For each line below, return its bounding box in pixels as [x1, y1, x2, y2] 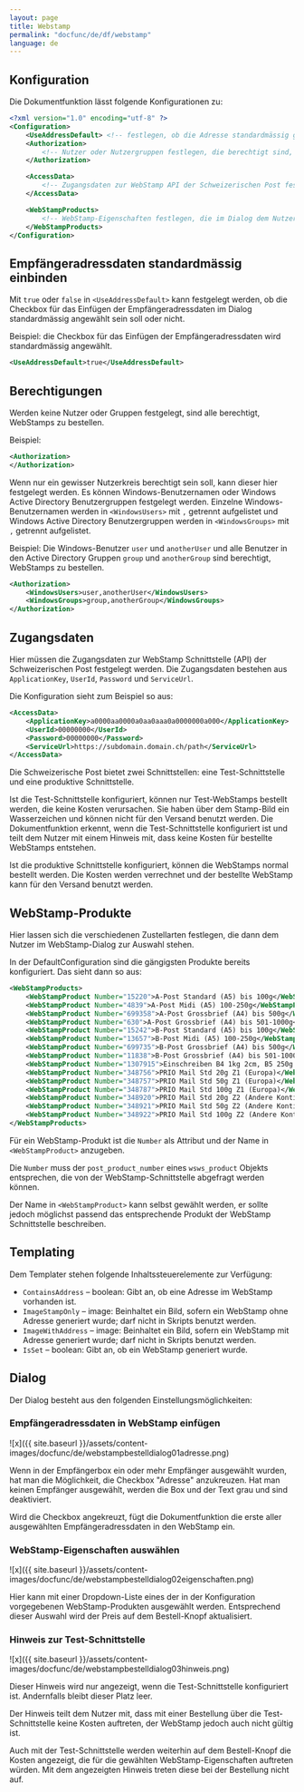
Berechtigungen [9, 383, 103, 399]
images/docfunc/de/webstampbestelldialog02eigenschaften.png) [9, 1574, 255, 1585]
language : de [9, 38, 59, 48]
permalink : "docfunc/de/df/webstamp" [9, 30, 152, 39]
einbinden [9, 269, 68, 286]
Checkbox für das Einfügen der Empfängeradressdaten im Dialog [9, 304, 252, 315]
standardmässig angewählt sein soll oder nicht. [9, 314, 185, 325]
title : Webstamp [9, 22, 71, 31]
